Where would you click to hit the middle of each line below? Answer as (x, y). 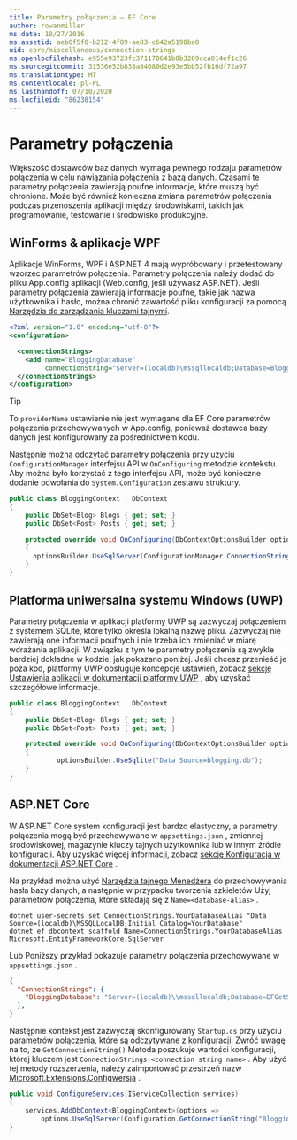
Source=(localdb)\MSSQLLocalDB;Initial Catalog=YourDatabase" (126, 923)
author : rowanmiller (47, 26)
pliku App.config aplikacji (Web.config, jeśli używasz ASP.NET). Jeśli (134, 283)
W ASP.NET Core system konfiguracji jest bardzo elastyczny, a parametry (143, 826)
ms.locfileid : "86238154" (57, 100)
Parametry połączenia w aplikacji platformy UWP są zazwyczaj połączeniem (148, 621)
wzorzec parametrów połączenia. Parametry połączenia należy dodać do (142, 273)
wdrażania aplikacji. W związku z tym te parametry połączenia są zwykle (142, 649)
